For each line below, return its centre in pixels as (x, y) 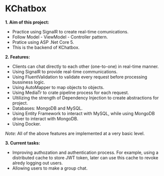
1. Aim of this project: (27, 22)
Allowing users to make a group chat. (50, 168)
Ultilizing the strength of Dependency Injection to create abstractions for (85, 98)
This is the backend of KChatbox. (46, 47)
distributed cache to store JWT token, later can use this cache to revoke (85, 157)
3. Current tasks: (23, 143)
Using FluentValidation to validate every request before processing (80, 77)
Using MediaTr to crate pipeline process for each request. (70, 92)
